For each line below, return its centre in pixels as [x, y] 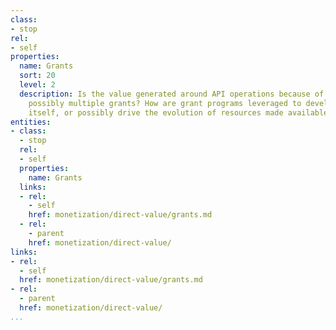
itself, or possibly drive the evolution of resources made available [178, 112]
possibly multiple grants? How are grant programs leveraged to [165, 103]
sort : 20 [37, 76]
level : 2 [37, 85]
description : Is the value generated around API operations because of [172, 94]
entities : [31, 122]
